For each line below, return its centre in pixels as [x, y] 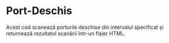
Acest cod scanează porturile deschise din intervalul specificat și [85, 27]
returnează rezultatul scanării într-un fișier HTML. [66, 33]
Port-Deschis [39, 11]
